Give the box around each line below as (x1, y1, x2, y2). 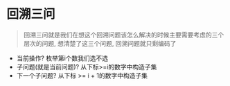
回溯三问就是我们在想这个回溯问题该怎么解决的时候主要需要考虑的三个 (23, 31, 224, 39)
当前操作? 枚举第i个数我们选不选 (16, 53, 109, 62)
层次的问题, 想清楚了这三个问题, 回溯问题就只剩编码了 (23, 39, 177, 47)
